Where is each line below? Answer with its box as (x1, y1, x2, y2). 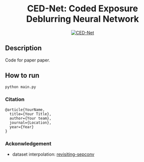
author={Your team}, (9, 116, 52, 121)
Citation (5, 96, 25, 103)
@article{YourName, (5, 107, 45, 112)
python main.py (5, 84, 36, 89)
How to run (5, 71, 40, 80)
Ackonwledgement (5, 140, 52, 147)
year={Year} (9, 124, 34, 130)
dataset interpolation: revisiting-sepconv (12, 151, 95, 158)
